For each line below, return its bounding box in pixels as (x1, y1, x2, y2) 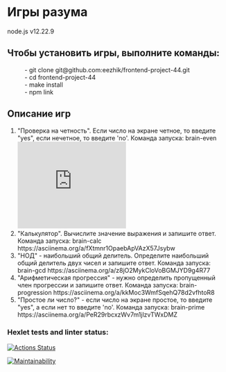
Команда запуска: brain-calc (17, 237, 102, 245)
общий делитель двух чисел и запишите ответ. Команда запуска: (17, 258, 211, 267)
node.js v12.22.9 (7, 27, 54, 35)
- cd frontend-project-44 (24, 73, 96, 81)
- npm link (24, 87, 54, 96)
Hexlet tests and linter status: (7, 328, 109, 337)
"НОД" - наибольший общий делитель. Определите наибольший (17, 251, 209, 260)
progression (17, 288, 52, 296)
